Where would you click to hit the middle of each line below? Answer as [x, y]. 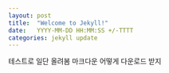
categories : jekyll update [53, 38]
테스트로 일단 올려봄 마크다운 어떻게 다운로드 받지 [85, 61]
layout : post [30, 15]
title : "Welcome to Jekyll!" [59, 23]
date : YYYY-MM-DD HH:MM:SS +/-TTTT [71, 30]
